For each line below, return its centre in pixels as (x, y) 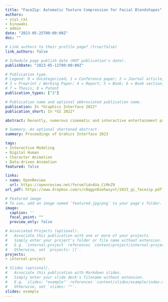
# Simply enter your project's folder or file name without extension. (84, 240)
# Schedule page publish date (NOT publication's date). (66, 61)
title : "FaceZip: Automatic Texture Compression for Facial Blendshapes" (84, 10)
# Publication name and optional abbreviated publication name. (73, 102)
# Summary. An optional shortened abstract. (52, 129)
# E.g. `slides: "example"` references (49, 282)
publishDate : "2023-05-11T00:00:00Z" (44, 65)
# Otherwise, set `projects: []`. (43, 250)
